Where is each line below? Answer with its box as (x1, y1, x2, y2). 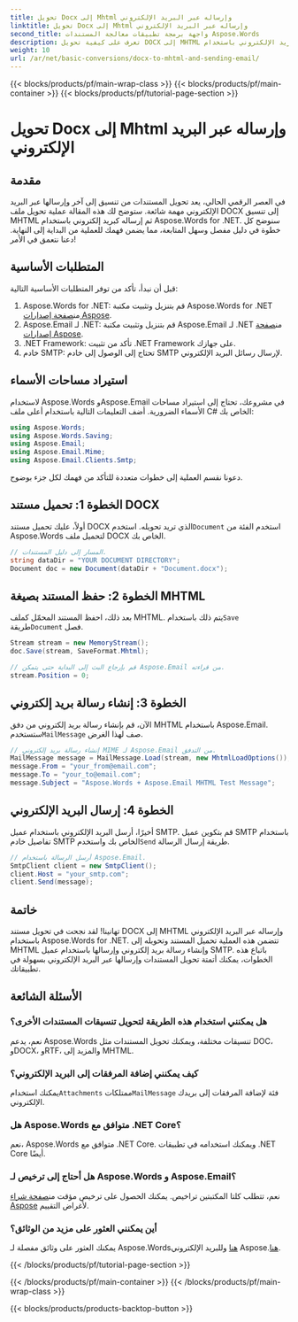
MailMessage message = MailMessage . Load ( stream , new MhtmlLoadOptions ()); (10, 754, 292, 762)
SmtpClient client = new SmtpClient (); (10, 861, 157, 870)
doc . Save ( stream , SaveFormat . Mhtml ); (10, 647, 149, 656)
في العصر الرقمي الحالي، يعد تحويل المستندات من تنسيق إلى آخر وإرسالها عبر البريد (10, 197, 286, 206)
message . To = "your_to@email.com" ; (10, 770, 141, 779)
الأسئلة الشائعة (10, 989, 82, 1004)
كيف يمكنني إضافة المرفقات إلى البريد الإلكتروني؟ (10, 1067, 199, 1079)
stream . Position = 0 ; (10, 670, 90, 680)
